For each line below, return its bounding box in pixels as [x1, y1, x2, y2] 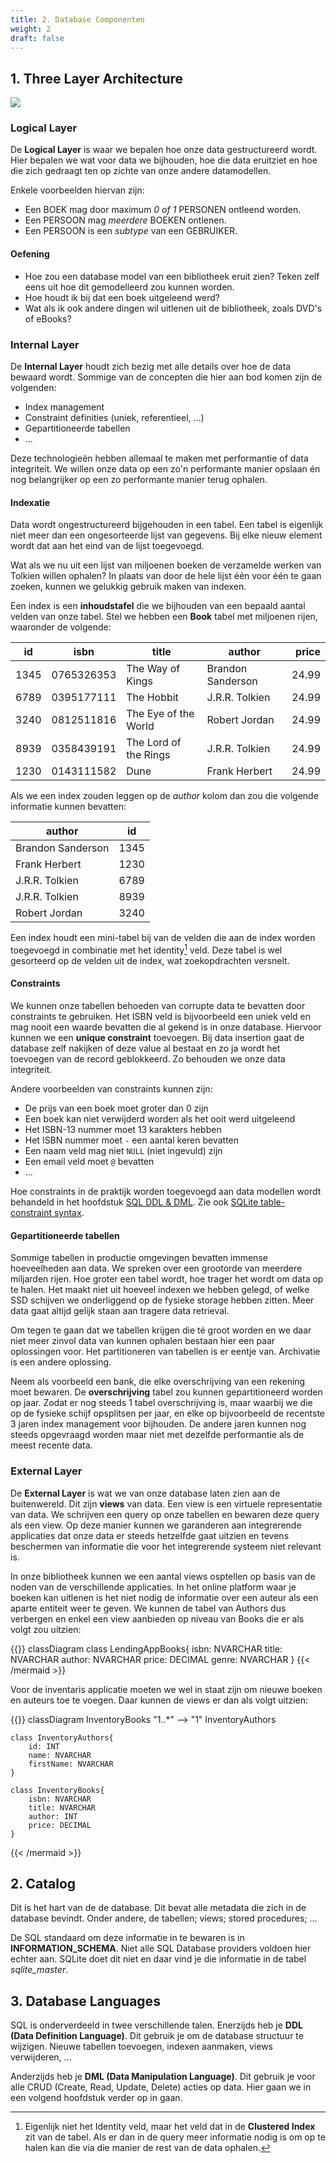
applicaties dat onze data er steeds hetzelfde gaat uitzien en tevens [10, 1529, 290, 1541]
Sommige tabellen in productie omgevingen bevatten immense [10, 1252, 268, 1264]
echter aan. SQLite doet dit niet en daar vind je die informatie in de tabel [10, 1953, 307, 1965]
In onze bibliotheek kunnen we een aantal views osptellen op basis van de [10, 1570, 316, 1582]
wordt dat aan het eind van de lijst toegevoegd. [10, 540, 205, 552]
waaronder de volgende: [10, 621, 112, 633]
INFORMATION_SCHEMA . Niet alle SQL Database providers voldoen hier [10, 1942, 312, 1955]
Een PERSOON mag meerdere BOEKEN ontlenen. [24, 214, 227, 226]
